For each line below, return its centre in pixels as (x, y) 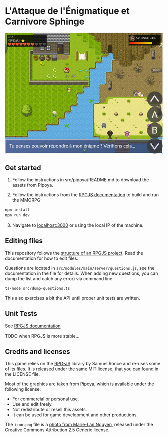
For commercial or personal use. (46, 399)
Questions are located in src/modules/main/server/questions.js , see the (80, 268)
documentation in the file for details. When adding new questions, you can (82, 273)
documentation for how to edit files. (42, 258)
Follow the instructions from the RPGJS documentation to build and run (85, 195)
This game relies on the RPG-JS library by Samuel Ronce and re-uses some (83, 364)
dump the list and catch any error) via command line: (59, 278)
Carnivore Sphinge (45, 21)
